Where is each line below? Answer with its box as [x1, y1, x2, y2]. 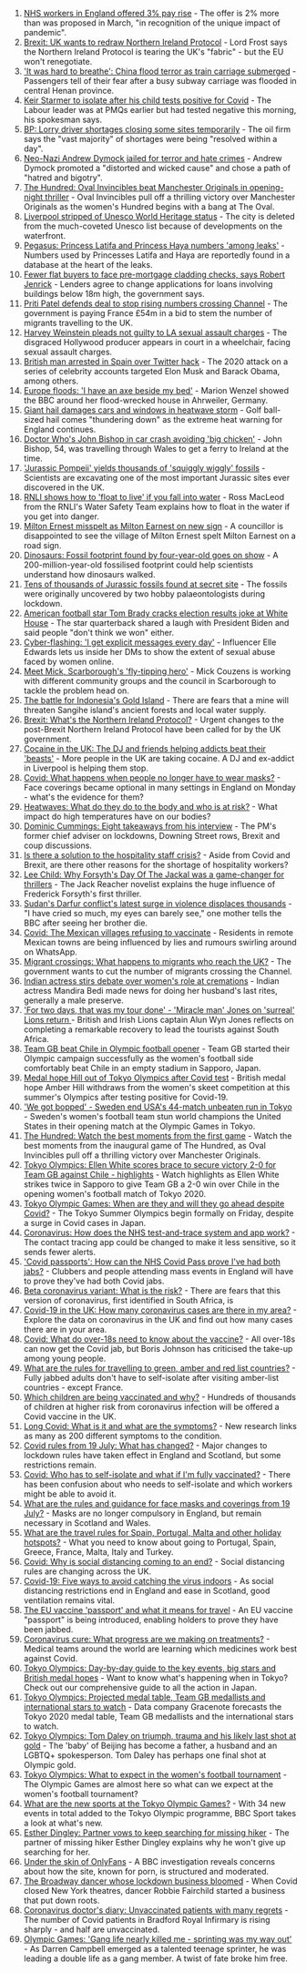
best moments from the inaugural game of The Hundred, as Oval [23, 1140, 267, 1150]
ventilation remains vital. [23, 1595, 116, 1606]
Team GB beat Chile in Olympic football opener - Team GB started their [23, 1043, 291, 1054]
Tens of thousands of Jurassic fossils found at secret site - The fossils [23, 578, 288, 589]
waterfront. [23, 230, 66, 240]
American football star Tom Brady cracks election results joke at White [23, 608, 289, 618]
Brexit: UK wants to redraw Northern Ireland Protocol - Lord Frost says [23, 36, 288, 47]
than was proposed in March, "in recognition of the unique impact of [23, 17, 281, 28]
